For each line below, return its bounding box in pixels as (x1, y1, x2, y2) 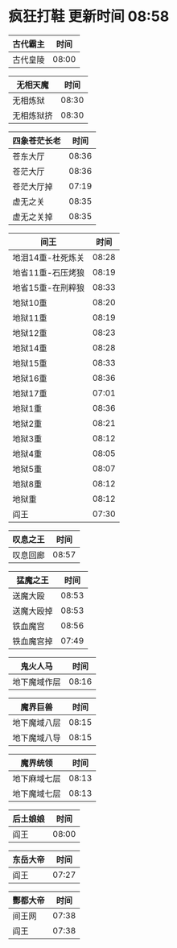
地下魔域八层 (12, 717, 62, 728)
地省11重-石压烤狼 (12, 267, 85, 278)
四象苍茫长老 (12, 135, 62, 146)
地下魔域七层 (12, 788, 62, 799)
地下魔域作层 (12, 676, 62, 687)
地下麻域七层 (12, 772, 62, 784)
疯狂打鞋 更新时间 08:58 (8, 7, 170, 26)
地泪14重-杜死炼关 (12, 251, 85, 263)
